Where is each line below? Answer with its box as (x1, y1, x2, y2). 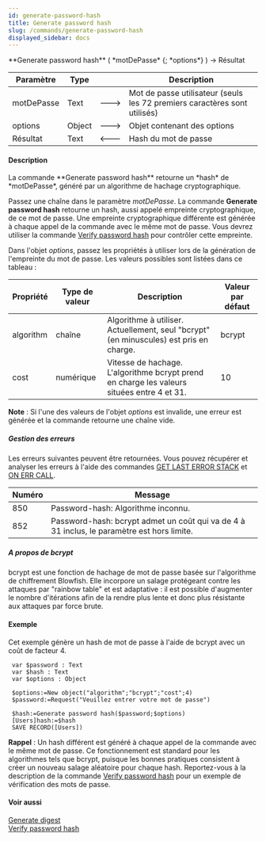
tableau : (8, 262, 37, 272)
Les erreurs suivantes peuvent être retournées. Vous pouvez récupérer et (8, 453, 249, 464)
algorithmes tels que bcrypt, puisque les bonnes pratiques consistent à (8, 754, 240, 763)
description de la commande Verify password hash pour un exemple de (8, 770, 241, 781)
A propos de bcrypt (8, 548, 74, 557)
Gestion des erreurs (8, 434, 75, 444)
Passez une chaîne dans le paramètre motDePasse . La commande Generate (8, 197, 258, 206)
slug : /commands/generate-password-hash (8, 26, 144, 34)
